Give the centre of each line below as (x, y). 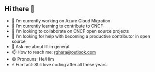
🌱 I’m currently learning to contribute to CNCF (57, 26)
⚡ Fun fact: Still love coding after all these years (59, 64)
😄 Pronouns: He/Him (33, 59)
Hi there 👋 (20, 9)
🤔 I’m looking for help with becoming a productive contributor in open (81, 36)
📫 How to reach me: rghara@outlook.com (54, 52)
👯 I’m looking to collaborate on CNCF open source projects (70, 31)
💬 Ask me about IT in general (40, 46)
